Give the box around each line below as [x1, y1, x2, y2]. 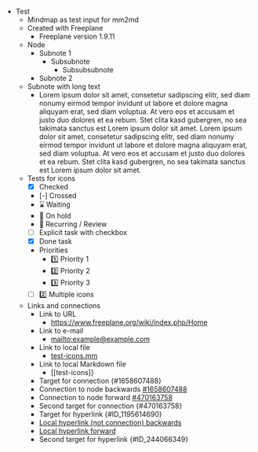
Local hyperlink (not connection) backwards [38, 418, 182, 428]
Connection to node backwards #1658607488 [38, 384, 187, 394]
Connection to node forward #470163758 [38, 393, 173, 402]
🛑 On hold [38, 211, 72, 221]
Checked [38, 182, 69, 191]
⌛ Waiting [38, 200, 71, 209]
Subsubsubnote [62, 65, 114, 74]
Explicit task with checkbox [38, 228, 128, 237]
